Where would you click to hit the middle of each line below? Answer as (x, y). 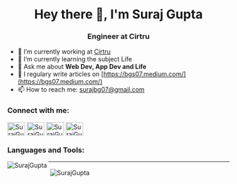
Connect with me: (38, 111)
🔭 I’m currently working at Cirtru (64, 51)
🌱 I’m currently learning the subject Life (75, 59)
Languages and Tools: (46, 149)
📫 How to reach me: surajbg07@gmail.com (81, 90)
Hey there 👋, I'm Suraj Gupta (119, 14)
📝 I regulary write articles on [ (60, 74)
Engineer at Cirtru (119, 37)
